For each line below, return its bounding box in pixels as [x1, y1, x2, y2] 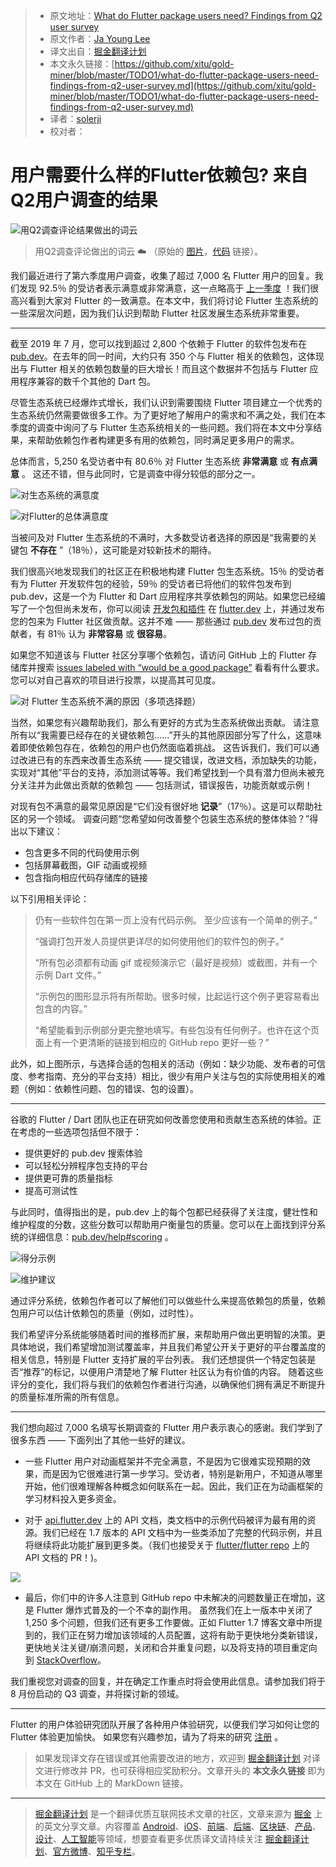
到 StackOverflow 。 [24, 1654, 107, 1666]
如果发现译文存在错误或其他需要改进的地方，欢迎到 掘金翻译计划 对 [34, 1752, 312, 1764]
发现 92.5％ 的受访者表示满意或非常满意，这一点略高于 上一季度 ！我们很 [18, 282, 320, 294]
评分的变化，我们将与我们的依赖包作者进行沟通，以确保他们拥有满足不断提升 [10, 1378, 326, 1390]
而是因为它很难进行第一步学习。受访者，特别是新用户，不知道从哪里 [42, 1467, 323, 1479]
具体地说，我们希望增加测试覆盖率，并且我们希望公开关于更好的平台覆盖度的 [10, 1340, 326, 1353]
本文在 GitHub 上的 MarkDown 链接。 [34, 1777, 189, 1789]
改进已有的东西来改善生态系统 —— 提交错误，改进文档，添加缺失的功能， [18, 754, 322, 766]
